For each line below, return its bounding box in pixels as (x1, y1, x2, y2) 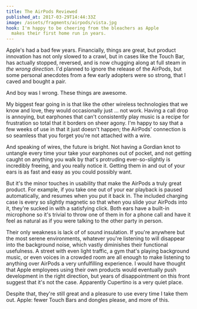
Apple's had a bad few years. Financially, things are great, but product (6, 46, 176, 54)
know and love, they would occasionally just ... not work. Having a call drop (6, 107, 188, 114)
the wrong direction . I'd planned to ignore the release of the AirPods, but (6, 65, 182, 72)
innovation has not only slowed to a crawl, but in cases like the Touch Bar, (6, 53, 185, 60)
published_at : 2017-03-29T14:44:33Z (6, 14, 96, 20)
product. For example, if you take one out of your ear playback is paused (6, 186, 182, 193)
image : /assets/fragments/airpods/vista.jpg (6, 19, 117, 25)
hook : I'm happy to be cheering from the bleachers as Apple (6, 25, 159, 31)
